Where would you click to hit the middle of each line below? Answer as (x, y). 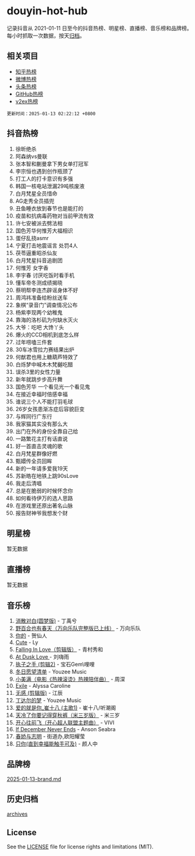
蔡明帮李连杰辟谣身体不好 (47, 290)
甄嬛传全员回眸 (34, 461)
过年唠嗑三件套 (34, 342)
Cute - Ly (27, 642)
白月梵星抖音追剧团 (39, 260)
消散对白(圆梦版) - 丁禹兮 (46, 621)
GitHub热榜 (29, 94)
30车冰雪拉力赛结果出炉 (45, 350)
